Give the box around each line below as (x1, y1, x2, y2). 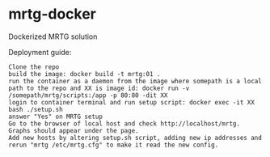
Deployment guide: (8, 47, 72, 57)
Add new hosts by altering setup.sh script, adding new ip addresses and (8, 134, 263, 142)
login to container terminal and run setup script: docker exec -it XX (8, 98, 255, 106)
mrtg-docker (8, 5, 97, 23)
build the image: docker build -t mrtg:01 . (8, 70, 161, 78)
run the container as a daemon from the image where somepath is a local (8, 77, 263, 85)
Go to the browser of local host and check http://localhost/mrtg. (8, 119, 241, 128)
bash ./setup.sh (8, 105, 63, 113)
